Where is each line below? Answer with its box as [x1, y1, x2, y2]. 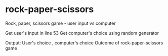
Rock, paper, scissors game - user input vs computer [5, 20, 116, 26]
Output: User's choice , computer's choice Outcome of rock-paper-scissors [5, 39, 163, 46]
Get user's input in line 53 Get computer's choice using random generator [5, 30, 159, 36]
